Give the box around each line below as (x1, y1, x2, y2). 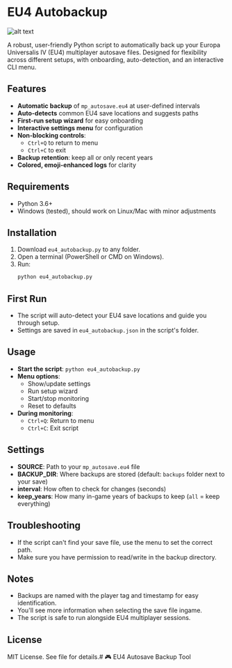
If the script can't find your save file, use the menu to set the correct (17, 538, 213, 546)
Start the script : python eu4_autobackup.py (17, 365, 140, 373)
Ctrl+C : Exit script (27, 424, 78, 432)
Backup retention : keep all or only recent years (17, 153, 154, 161)
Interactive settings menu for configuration (17, 123, 143, 132)
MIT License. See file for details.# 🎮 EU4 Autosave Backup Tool (7, 653, 191, 661)
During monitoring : (17, 408, 74, 417)
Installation (7, 227, 57, 239)
